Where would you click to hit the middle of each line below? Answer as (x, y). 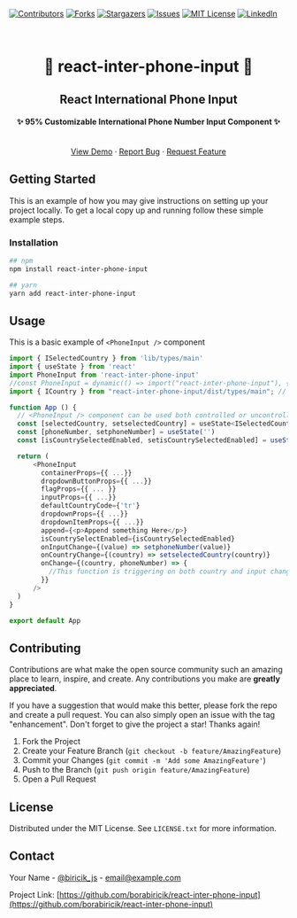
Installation (34, 242)
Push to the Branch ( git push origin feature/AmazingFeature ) (136, 770)
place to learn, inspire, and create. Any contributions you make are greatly (145, 679)
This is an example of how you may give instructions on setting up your (139, 200)
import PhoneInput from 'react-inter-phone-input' (104, 375)
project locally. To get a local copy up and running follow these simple (136, 210)
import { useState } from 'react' (73, 367)
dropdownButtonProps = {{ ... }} (96, 481)
